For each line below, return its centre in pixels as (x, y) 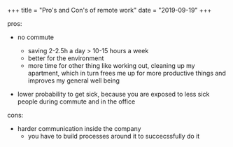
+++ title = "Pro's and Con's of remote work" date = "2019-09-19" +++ (110, 10)
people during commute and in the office (76, 101)
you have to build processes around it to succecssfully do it (114, 136)
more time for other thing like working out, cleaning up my (111, 65)
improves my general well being (74, 80)
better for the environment (66, 58)
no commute (36, 37)
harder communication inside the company (79, 128)
